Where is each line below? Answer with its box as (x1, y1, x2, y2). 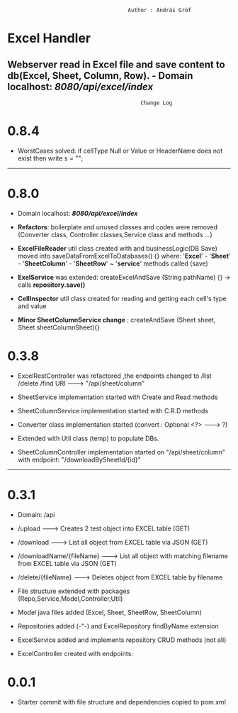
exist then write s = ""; (17, 153, 84, 163)
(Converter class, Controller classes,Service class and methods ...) (17, 230, 212, 239)
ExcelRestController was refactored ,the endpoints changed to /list (17, 371, 212, 380)
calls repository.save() (17, 281, 86, 289)
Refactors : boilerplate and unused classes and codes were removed (17, 222, 218, 231)
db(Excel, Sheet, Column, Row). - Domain (7, 70, 193, 82)
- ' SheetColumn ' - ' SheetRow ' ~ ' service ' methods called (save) (17, 259, 209, 268)
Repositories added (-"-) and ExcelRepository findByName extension (17, 621, 220, 630)
